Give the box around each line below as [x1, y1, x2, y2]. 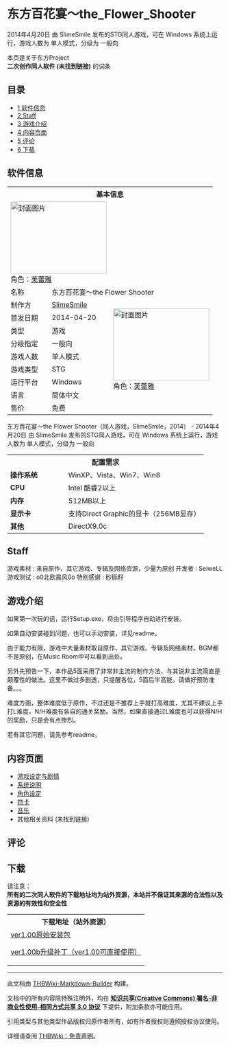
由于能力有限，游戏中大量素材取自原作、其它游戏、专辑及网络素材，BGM [7, 644, 214, 652]
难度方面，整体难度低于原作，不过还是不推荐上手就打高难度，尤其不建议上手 [7, 698, 223, 707]
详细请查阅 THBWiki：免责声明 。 [7, 1032, 99, 1041]
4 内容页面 [16, 128, 47, 136]
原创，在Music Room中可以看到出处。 [18, 652, 127, 661]
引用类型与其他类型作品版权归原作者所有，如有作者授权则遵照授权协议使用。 [7, 1017, 223, 1025]
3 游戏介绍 [16, 120, 47, 128]
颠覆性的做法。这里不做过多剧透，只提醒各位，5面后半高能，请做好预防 [7, 676, 209, 684]
